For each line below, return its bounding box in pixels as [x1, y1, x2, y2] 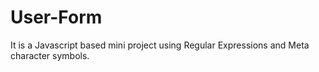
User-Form [10, 6, 103, 29]
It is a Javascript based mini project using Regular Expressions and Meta [10, 39, 310, 51]
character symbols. [10, 49, 90, 61]
